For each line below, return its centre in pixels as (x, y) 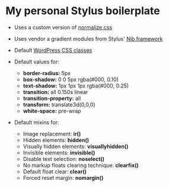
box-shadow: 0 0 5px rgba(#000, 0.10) (71, 79)
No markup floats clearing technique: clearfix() (81, 165)
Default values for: (37, 62)
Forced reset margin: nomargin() (63, 178)
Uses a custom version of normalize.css (63, 27)
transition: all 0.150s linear (55, 92)
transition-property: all (52, 98)
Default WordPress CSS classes (53, 50)
